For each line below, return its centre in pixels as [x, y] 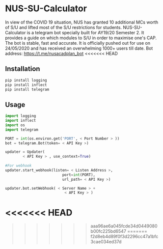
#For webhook [18, 166]
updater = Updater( [25, 152]
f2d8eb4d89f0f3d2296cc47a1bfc [124, 237]
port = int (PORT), [79, 175]
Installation [23, 69]
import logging [21, 116]
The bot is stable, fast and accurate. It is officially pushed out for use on [78, 43]
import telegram [22, 130]
